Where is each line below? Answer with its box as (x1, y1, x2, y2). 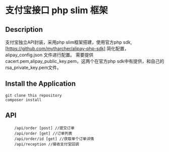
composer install (5, 97, 42, 102)
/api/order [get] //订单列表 (14, 131, 73, 136)
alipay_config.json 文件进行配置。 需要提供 (5, 52, 94, 58)
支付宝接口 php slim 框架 (5, 5, 108, 16)
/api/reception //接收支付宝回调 (14, 141, 79, 147)
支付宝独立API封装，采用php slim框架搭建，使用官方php (5, 39, 122, 45)
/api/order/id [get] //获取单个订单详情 (14, 136, 94, 141)
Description (5, 25, 43, 33)
